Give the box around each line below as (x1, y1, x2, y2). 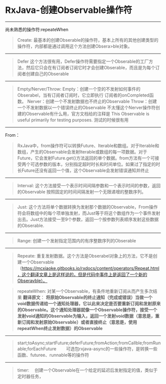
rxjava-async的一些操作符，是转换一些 (79, 345, 158, 352)
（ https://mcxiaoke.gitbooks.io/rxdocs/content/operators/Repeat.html (17, 265, 160, 271)
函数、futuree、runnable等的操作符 (17, 352, 89, 358)
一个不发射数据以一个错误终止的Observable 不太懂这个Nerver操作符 (17, 105, 156, 110)
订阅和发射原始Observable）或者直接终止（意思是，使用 (21, 319, 137, 325)
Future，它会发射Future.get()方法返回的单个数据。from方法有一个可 (17, 155, 155, 161)
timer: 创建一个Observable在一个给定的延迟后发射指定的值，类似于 (17, 367, 158, 373)
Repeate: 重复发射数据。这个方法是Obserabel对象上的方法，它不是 (17, 253, 153, 259)
